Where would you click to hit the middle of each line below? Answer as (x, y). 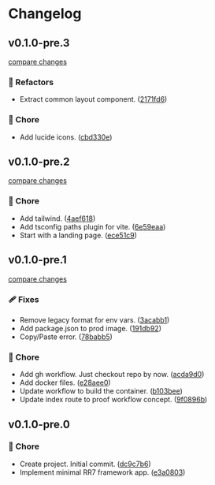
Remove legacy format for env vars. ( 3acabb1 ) (95, 319)
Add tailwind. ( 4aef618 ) (57, 218)
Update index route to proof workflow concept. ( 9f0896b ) (113, 400)
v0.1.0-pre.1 (37, 260)
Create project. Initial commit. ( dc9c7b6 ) (85, 464)
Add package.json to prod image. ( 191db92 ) (90, 328)
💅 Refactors (31, 82)
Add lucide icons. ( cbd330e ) (66, 137)
